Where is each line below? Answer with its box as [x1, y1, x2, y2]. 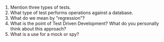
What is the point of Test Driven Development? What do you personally [10, 20, 159, 26]
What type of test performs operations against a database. [10, 10, 133, 16]
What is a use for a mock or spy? [10, 31, 79, 37]
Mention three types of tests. [10, 5, 71, 10]
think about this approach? [10, 26, 67, 32]
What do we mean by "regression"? [10, 15, 85, 21]
